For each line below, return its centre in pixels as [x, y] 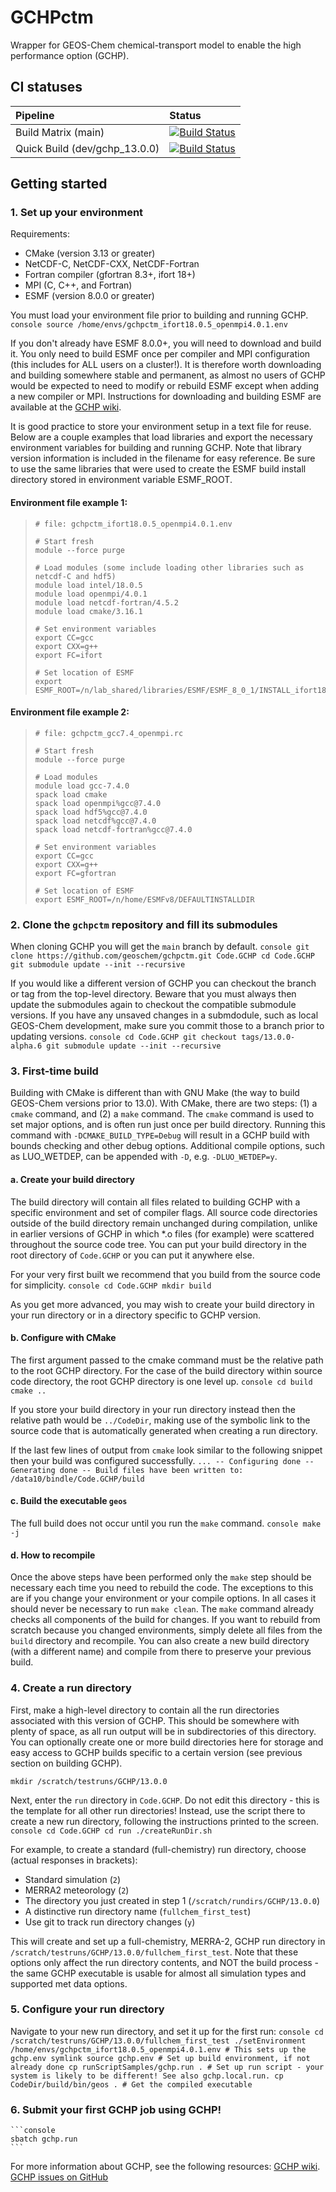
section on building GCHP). [66, 1763]
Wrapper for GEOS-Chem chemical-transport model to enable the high [156, 45]
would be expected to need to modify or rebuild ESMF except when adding [165, 386]
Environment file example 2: [70, 712]
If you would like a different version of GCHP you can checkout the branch [163, 983]
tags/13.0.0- [268, 1037]
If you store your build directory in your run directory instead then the [153, 1409]
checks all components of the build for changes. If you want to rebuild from [165, 1620]
